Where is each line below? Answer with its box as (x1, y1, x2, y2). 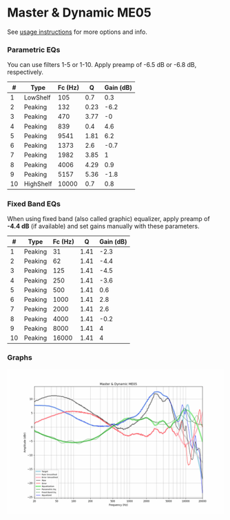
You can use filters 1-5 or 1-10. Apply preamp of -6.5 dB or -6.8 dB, (7, 61, 197, 69)
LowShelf (23, 93, 51, 102)
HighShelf (23, 180, 52, 188)
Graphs (7, 353, 32, 363)
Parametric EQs (7, 45, 61, 55)
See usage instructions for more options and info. (7, 28, 148, 36)
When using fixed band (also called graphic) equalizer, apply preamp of (7, 215, 210, 223)
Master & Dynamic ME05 (7, 5, 151, 21)
